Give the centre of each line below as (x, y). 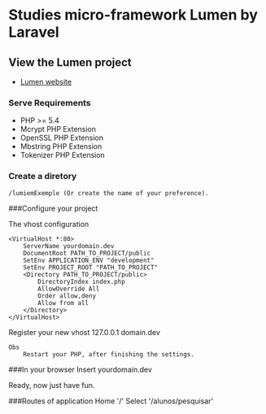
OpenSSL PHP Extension (62, 138)
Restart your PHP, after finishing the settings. (109, 354)
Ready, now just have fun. (52, 385)
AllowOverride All (69, 289)
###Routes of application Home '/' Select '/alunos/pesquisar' (111, 401)
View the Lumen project (70, 62)
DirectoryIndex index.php (82, 281)
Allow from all (63, 303)
